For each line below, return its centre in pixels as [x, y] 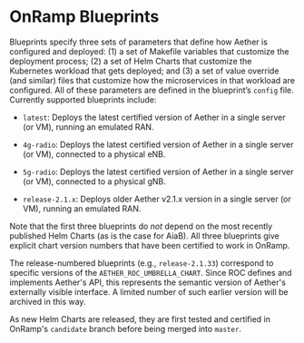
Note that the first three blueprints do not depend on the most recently [141, 226]
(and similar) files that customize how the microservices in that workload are [152, 80]
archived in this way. [48, 301]
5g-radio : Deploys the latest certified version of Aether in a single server [158, 171]
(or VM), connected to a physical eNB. [94, 154]
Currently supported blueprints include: [83, 99]
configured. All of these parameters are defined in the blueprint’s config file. [152, 90]
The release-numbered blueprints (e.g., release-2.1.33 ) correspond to [142, 263]
